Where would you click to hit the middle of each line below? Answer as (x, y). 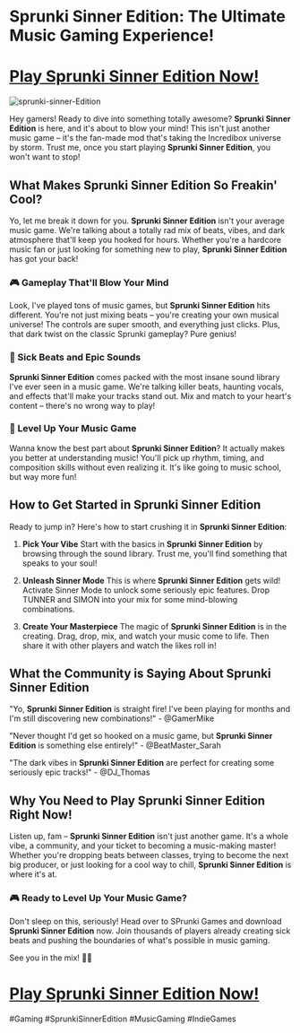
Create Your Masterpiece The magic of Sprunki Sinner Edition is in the (154, 626)
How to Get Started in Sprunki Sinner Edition (135, 505)
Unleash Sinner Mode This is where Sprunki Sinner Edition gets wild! (151, 580)
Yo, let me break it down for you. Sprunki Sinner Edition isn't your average (147, 221)
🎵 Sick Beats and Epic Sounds (75, 358)
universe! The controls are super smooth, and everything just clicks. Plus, (145, 325)
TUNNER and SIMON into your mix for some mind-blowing (130, 599)
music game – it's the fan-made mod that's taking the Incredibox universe (146, 138)
